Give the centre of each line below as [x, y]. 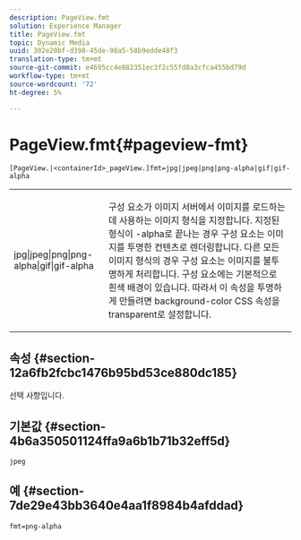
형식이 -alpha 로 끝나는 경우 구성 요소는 [186, 234]
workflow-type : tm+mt [50, 76]
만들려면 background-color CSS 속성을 [199, 301]
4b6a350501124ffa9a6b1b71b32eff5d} [120, 441]
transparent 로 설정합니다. [160, 314]
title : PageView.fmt [48, 34]
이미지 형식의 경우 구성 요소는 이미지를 [185, 261]
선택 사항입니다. [37, 396]
